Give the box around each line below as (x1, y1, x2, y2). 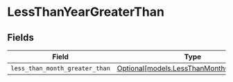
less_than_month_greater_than (10, 65, 111, 72)
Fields (7, 32, 35, 43)
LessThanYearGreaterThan (7, 4, 165, 20)
